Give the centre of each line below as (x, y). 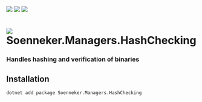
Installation (28, 79)
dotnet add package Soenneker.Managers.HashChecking (74, 93)
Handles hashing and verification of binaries (73, 59)
